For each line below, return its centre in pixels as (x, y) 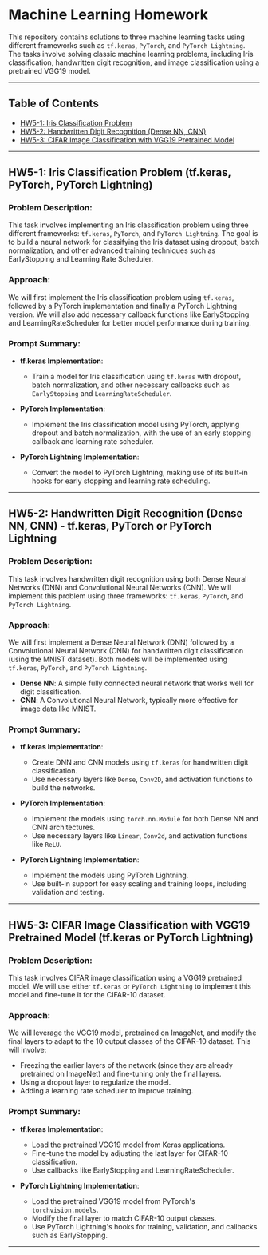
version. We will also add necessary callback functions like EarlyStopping (129, 314)
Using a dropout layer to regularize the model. (95, 1082)
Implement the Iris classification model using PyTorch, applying (136, 425)
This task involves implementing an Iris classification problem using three (128, 225)
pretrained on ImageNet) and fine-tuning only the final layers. (120, 1074)
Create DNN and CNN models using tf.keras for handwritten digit (140, 762)
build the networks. (63, 788)
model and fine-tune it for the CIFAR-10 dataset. (87, 995)
